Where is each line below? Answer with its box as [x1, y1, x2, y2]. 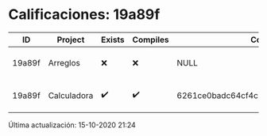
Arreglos [48, 57, 81, 68]
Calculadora [48, 89, 94, 100]
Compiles [132, 34, 169, 45]
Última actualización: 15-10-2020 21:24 [8, 120, 137, 130]
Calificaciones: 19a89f [8, 6, 161, 24]
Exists [100, 34, 125, 45]
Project [56, 34, 85, 45]
